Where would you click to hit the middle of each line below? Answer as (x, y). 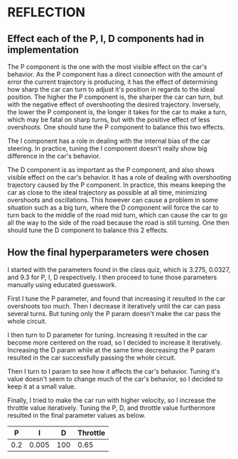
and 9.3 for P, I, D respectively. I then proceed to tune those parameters (112, 277)
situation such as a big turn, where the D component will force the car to (113, 207)
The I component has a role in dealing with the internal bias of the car (109, 141)
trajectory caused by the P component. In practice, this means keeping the (117, 185)
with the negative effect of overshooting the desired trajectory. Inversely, (114, 104)
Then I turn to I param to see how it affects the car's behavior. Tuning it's (114, 371)
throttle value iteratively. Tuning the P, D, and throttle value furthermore (111, 407)
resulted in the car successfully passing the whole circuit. (92, 357)
